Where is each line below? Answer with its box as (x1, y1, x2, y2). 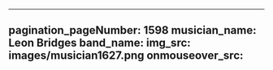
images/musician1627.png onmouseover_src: (8, 49, 244, 63)
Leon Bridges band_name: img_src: (8, 36, 191, 50)
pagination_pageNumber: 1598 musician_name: (8, 23, 257, 37)
